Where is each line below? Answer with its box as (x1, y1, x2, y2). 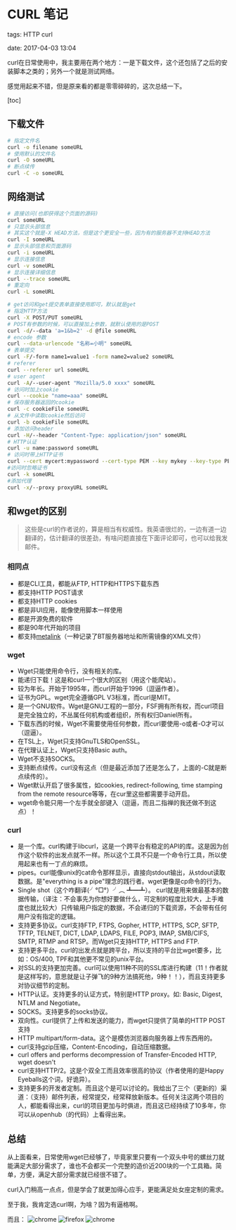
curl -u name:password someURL (7, 445, 99, 452)
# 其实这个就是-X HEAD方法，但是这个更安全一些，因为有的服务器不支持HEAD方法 (7, 230, 211, 237)
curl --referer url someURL (7, 366, 90, 373)
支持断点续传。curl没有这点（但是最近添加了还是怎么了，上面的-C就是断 (17, 763, 227, 771)
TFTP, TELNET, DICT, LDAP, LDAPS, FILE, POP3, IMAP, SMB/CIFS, (17, 929, 209, 938)
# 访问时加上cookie (7, 386, 59, 393)
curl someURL (7, 216, 46, 223)
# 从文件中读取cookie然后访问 (7, 412, 86, 419)
